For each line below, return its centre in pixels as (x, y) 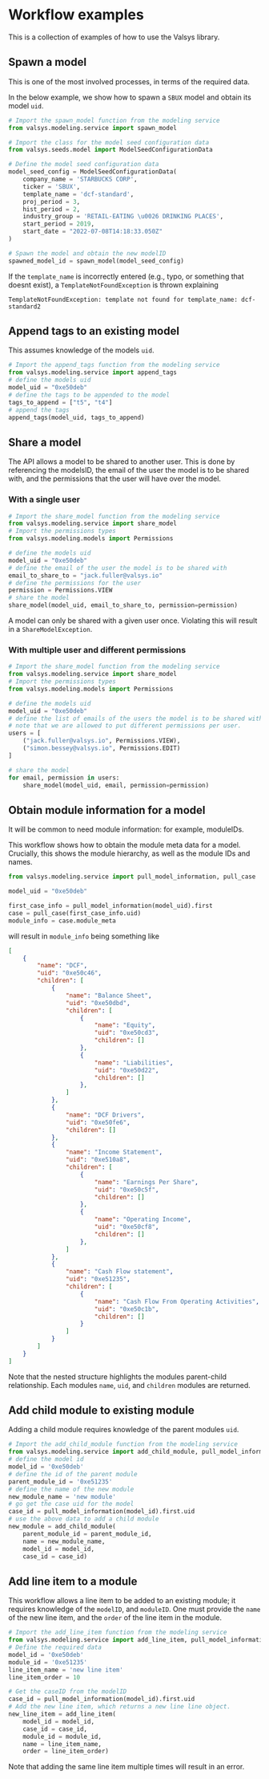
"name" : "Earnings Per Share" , (146, 1182)
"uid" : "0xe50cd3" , (126, 1033)
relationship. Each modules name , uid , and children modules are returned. (129, 1385)
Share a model (45, 442)
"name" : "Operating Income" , (143, 1219)
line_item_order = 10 (44, 1677)
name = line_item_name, (62, 1744)
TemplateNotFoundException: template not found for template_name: (123, 299)
